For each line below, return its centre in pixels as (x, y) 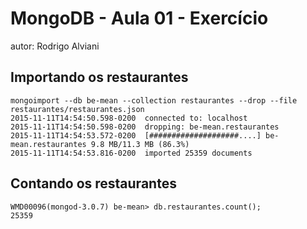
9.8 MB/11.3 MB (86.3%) (140, 144)
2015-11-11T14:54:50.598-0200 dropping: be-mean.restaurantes (145, 127)
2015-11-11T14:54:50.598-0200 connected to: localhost (129, 118)
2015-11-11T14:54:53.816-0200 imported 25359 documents (131, 153)
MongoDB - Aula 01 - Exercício (139, 18)
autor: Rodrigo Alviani (55, 46)
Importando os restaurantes (99, 77)
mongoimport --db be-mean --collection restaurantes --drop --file (154, 100)
